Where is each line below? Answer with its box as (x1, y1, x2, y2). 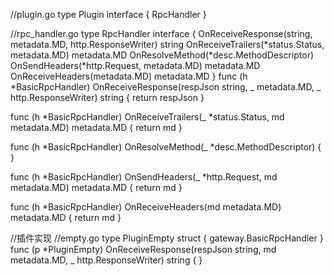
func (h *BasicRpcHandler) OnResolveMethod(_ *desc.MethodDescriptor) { (10, 141, 322, 153)
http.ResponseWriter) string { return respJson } (10, 92, 205, 103)
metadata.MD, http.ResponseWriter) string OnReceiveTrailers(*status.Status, (10, 39, 325, 50)
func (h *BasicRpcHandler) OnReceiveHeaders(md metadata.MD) (10, 201, 282, 213)
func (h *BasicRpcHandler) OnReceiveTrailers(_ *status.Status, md (10, 111, 285, 123)
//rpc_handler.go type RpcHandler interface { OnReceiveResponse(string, (10, 28, 313, 39)
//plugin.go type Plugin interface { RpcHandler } (10, 9, 207, 20)
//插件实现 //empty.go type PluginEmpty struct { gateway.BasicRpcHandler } (10, 232, 324, 244)
